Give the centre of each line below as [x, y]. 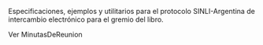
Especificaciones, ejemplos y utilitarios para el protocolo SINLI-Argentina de [132, 11]
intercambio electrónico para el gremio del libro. [86, 19]
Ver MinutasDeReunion [45, 35]
